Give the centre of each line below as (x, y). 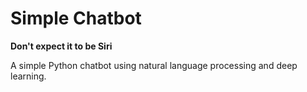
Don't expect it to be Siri (61, 46)
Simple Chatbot (76, 18)
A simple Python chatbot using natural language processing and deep (154, 65)
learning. (28, 76)
